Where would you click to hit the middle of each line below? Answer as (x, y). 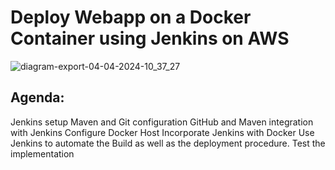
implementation (42, 153)
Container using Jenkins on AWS (150, 38)
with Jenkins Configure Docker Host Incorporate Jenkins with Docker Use (162, 132)
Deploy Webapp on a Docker (131, 17)
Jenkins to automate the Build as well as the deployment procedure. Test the (168, 143)
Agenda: (37, 97)
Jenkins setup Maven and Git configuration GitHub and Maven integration (162, 122)
